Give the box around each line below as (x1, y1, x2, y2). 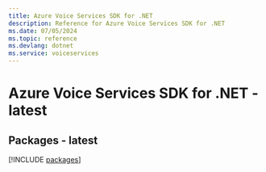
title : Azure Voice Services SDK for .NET (8, 11, 153, 20)
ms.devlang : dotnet (8, 42, 74, 50)
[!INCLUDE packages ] (8, 155, 81, 164)
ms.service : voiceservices (8, 49, 99, 57)
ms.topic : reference (8, 34, 78, 43)
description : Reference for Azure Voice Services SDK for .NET (8, 19, 226, 27)
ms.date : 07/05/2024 (8, 27, 78, 35)
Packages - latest (8, 133, 98, 147)
